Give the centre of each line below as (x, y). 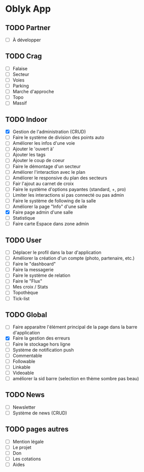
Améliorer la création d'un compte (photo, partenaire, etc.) (74, 258)
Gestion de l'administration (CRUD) (49, 132)
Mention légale (28, 441)
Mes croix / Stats (30, 287)
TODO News (25, 395)
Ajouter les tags (29, 155)
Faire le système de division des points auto (58, 138)
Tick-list (21, 298)
